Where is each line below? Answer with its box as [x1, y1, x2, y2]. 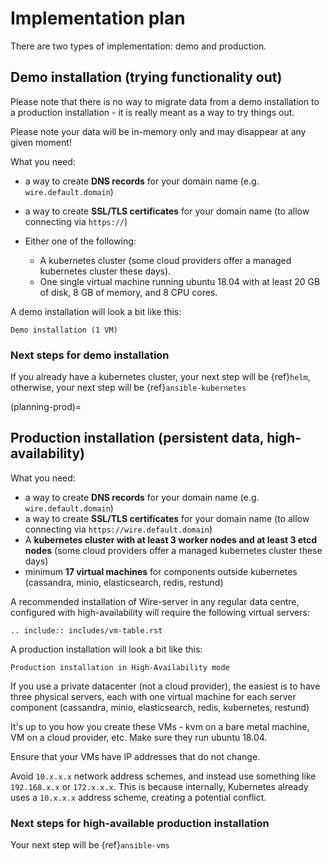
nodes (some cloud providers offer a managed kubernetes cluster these [24, 544, 323, 556]
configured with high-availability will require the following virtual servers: [10, 606, 310, 618]
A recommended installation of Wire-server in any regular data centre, [10, 595, 300, 607]
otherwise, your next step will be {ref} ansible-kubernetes [10, 382, 247, 394]
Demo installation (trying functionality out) [10, 69, 283, 86]
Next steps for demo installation [10, 348, 170, 362]
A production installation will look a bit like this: [10, 643, 203, 655]
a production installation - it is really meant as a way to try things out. [10, 106, 295, 118]
